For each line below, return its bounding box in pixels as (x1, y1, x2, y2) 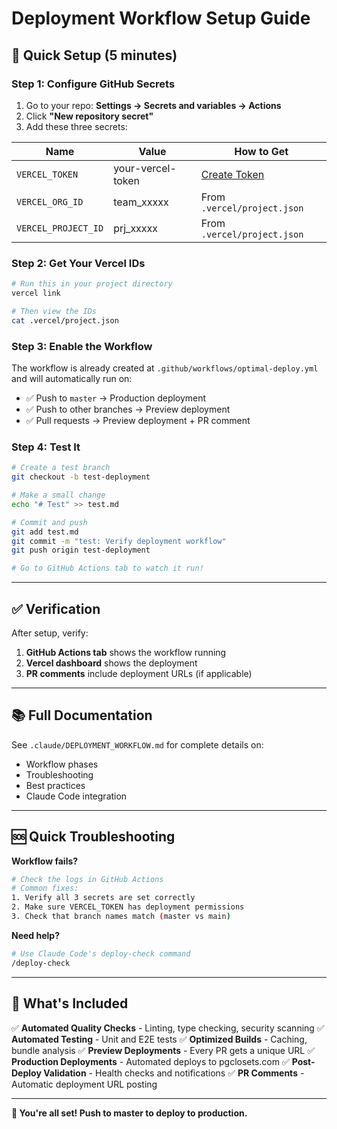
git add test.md (11, 527, 79, 537)
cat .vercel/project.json (11, 315, 119, 326)
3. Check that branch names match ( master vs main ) (11, 912, 231, 922)
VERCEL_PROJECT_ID (16, 222, 104, 234)
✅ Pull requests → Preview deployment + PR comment (25, 414, 251, 426)
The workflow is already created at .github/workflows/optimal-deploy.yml (11, 362, 319, 374)
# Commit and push (11, 517, 88, 527)
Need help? (11, 929, 60, 941)
